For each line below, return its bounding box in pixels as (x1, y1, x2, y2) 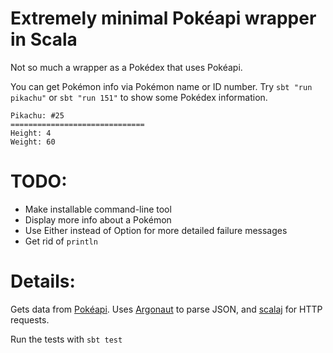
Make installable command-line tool (24, 203, 172, 215)
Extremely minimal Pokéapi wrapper (10, 7, 317, 30)
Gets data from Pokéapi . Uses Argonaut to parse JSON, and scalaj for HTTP (10, 303, 323, 315)
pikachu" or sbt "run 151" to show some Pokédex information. (10, 91, 268, 103)
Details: (10, 270, 76, 293)
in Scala (10, 28, 78, 51)
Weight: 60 (10, 137, 56, 147)
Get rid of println (24, 235, 98, 247)
